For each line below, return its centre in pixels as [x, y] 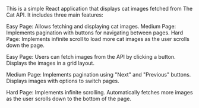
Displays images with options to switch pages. [63, 81]
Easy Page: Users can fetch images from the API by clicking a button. [91, 57]
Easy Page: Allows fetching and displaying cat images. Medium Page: [91, 26]
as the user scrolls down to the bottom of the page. [69, 99]
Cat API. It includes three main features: [55, 15]
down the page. [25, 45]
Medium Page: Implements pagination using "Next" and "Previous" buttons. [99, 74]
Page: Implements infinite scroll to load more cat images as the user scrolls [98, 39]
